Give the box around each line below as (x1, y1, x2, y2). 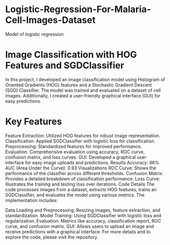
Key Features (5, 116, 62, 127)
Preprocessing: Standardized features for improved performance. (5, 143, 142, 149)
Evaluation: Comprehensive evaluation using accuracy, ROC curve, (5, 149, 145, 155)
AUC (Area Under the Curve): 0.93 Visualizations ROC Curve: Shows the (5, 165, 156, 171)
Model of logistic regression (5, 31, 64, 37)
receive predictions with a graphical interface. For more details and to (5, 228, 151, 234)
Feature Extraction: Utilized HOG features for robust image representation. (5, 132, 161, 138)
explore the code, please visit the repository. (5, 234, 98, 240)
